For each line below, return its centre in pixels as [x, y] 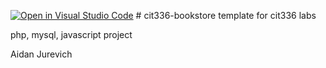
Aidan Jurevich [41, 54]
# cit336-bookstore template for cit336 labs [226, 15]
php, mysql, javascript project [71, 34]
